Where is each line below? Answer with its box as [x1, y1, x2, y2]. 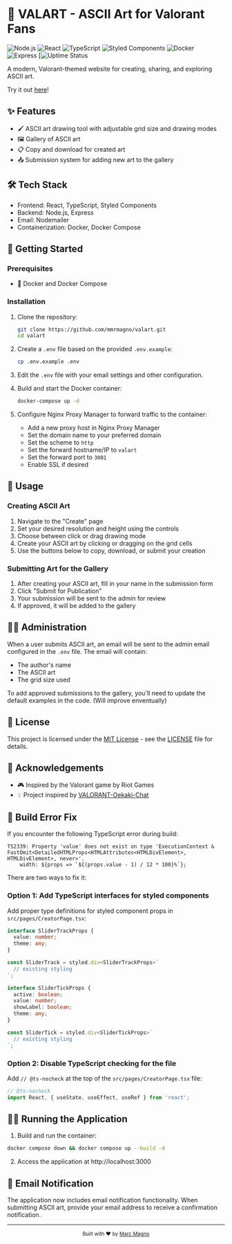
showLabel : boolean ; [13, 1004, 72, 1011]
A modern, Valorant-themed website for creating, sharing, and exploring [7, 64, 213, 73]
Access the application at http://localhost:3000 [17, 1157, 152, 1166]
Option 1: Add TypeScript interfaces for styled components [7, 891, 209, 900]
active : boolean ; [13, 990, 64, 998]
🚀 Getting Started [7, 242, 84, 255]
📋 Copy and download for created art [17, 145, 126, 153]
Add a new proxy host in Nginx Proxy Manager [27, 424, 160, 432]
